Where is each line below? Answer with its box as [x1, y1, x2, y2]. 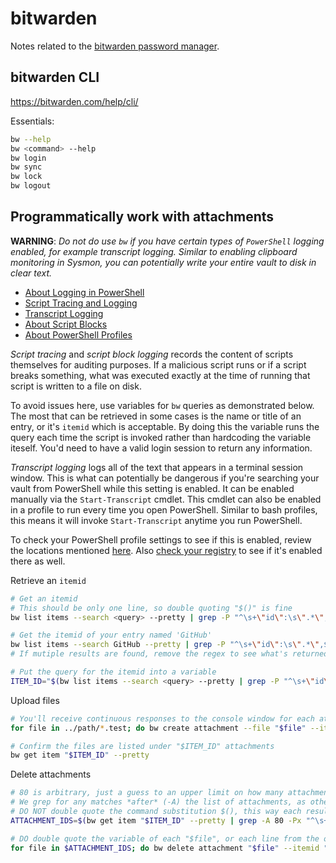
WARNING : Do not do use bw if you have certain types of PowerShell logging [10, 235, 325, 247]
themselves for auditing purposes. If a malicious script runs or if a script [10, 358, 307, 371]
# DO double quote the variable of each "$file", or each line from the [10, 833, 320, 844]
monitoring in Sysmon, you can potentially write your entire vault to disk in [10, 256, 317, 268]
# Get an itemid [10, 593, 78, 604]
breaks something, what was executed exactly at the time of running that [10, 369, 311, 381]
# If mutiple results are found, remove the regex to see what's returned [10, 649, 329, 659]
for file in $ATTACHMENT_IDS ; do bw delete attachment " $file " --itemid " [10, 843, 329, 853]
